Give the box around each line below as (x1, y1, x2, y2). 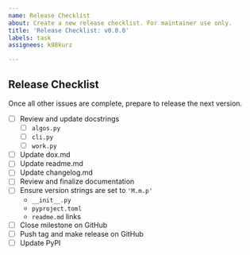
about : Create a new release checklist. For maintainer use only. (8, 19, 233, 27)
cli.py (31, 133, 54, 141)
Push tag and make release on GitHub (19, 229, 144, 238)
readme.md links (31, 211, 82, 221)
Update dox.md (19, 150, 71, 160)
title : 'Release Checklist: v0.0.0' (8, 26, 129, 34)
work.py (31, 142, 57, 151)
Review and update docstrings (19, 114, 120, 123)
